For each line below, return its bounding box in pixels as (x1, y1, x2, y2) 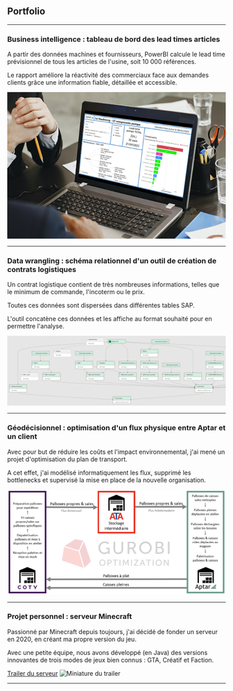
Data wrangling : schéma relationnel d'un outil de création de (7, 256, 217, 266)
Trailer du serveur (7, 669, 58, 677)
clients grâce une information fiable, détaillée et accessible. (7, 78, 178, 87)
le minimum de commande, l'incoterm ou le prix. (7, 287, 146, 296)
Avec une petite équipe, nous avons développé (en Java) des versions (7, 648, 208, 656)
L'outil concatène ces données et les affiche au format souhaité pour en (7, 314, 213, 323)
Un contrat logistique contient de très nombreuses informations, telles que (7, 280, 220, 289)
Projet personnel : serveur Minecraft (7, 612, 132, 622)
